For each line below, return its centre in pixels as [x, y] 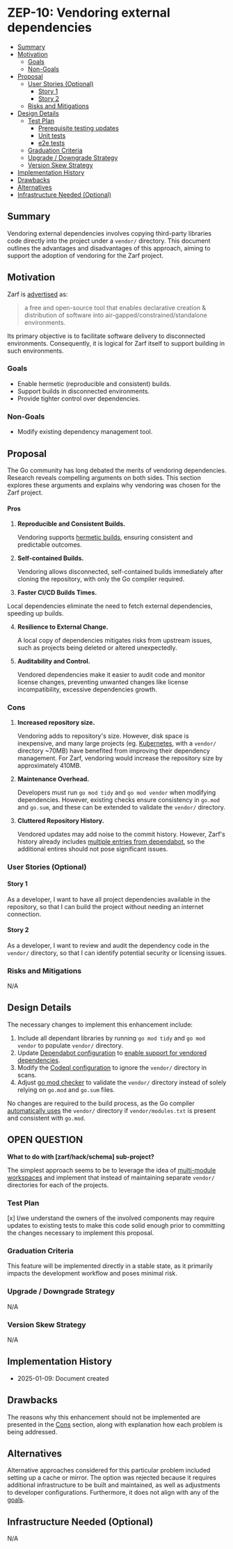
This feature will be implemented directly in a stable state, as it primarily [110, 1266]
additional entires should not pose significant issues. [93, 849]
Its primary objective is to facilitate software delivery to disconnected [106, 336]
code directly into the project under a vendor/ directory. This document [109, 241]
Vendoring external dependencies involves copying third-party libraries [110, 233]
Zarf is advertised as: [38, 294]
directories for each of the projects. [58, 1185]
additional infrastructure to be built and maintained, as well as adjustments [114, 1485]
